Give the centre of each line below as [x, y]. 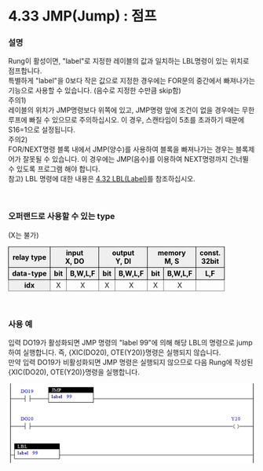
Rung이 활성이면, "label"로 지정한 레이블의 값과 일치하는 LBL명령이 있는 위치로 [129, 61]
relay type [29, 257]
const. [210, 253]
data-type [29, 274]
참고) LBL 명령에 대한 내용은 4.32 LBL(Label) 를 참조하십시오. [102, 179]
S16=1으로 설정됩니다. [42, 130]
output [123, 253]
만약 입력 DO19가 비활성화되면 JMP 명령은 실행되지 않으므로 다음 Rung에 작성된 [131, 363]
